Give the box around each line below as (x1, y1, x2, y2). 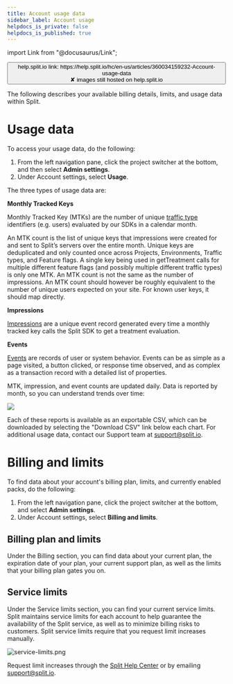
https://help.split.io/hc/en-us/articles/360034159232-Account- (60, 63, 216, 71)
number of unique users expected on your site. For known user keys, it (7, 286, 209, 294)
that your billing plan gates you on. (7, 566, 106, 575)
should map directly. (7, 292, 66, 301)
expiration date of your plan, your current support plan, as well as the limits (7, 559, 222, 567)
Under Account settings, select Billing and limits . (17, 514, 158, 522)
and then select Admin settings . (17, 166, 110, 174)
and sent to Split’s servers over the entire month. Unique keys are (7, 241, 194, 249)
